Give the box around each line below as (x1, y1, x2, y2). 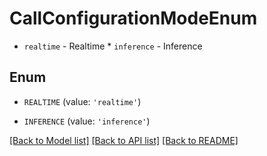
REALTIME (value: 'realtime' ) (23, 95, 142, 107)
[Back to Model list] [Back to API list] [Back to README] (9, 134, 239, 146)
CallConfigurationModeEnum (9, 7, 258, 30)
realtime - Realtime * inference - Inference (23, 40, 203, 52)
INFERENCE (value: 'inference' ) (23, 115, 151, 127)
